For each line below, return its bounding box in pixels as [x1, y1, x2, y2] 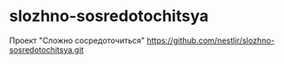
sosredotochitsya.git [9, 44, 84, 54]
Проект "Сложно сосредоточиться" [9, 35, 146, 46]
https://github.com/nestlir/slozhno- [146, 35, 275, 46]
